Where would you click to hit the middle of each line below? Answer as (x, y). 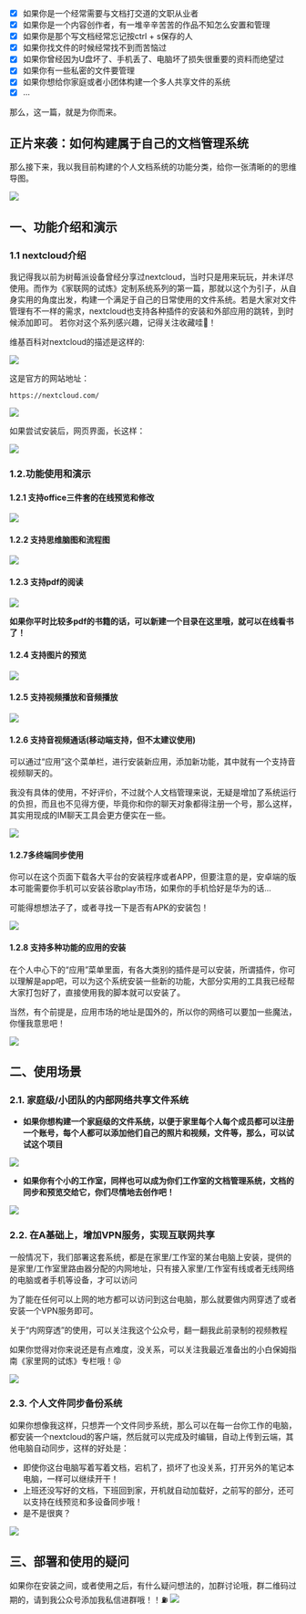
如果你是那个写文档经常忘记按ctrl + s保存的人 (107, 36)
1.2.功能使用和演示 (50, 474)
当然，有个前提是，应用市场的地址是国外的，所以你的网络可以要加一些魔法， (153, 1012)
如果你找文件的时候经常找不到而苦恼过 (94, 47)
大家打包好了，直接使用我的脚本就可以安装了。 (97, 992)
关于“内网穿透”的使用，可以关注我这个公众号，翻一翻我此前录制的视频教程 (149, 1329)
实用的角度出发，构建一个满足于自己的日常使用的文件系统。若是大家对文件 (157, 300)
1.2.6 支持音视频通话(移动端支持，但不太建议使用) (102, 739)
